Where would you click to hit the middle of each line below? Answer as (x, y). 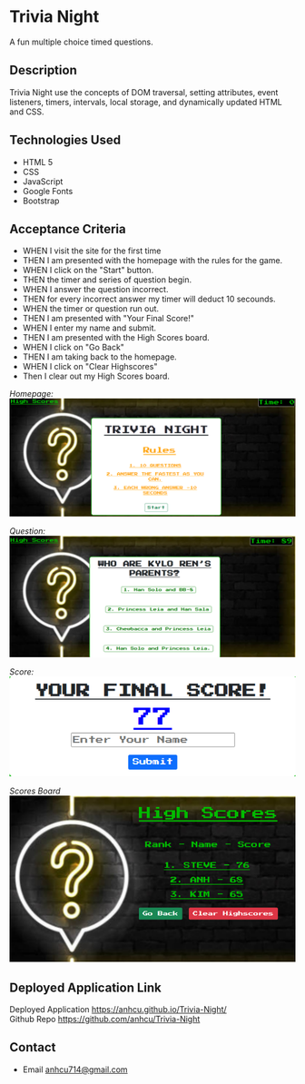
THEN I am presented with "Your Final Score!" (108, 319)
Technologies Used (65, 140)
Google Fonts (48, 191)
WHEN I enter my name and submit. (89, 328)
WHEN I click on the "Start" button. (88, 271)
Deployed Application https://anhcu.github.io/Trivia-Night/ (118, 1009)
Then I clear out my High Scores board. (96, 376)
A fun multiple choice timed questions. (81, 42)
